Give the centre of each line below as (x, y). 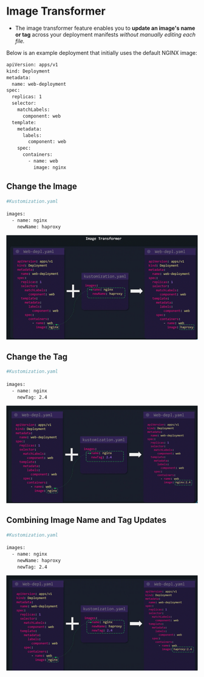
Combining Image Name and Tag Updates (87, 520)
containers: (37, 155)
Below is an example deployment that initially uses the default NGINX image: (102, 52)
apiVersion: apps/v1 (32, 65)
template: (24, 122)
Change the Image (42, 187)
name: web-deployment (39, 84)
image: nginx (50, 167)
